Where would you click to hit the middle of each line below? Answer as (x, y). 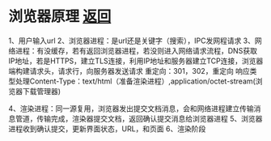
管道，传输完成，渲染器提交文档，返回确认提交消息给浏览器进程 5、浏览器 (139, 118)
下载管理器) (42, 91)
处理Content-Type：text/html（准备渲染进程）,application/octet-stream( (135, 81)
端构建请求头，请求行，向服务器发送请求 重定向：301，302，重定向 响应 (129, 70)
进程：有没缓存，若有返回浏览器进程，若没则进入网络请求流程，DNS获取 (136, 50)
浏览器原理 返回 (60, 17)
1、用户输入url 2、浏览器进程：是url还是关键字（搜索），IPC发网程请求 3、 (131, 41)
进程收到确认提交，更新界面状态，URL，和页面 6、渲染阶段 (107, 128)
